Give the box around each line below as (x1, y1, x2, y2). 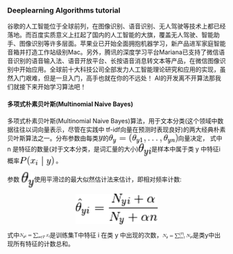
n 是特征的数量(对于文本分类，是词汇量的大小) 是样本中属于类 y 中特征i (7, 145, 221, 154)
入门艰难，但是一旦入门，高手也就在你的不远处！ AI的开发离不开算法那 (12, 74, 216, 82)
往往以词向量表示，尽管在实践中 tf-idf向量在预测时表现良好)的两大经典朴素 (12, 125, 226, 134)
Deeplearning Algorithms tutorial (7, 6, 121, 15)
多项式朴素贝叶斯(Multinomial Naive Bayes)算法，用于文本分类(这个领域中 (7, 116, 218, 125)
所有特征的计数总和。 (12, 239, 74, 248)
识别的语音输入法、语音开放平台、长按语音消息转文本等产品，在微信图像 (12, 57, 220, 65)
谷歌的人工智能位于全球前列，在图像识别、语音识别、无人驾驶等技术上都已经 (7, 22, 226, 30)
